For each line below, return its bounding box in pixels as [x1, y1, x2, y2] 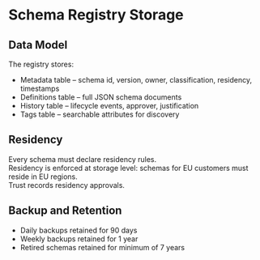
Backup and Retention [8, 204, 122, 218]
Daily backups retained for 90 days [19, 225, 138, 235]
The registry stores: [8, 59, 75, 69]
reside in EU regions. [8, 172, 79, 181]
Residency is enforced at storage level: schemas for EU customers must [8, 163, 249, 173]
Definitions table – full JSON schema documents [19, 92, 182, 102]
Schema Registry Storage [8, 6, 184, 24]
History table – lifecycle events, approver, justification [19, 101, 199, 110]
